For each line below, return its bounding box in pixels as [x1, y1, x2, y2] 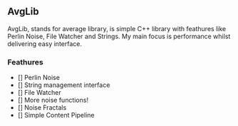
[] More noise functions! [17, 96, 89, 105]
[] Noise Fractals [17, 103, 67, 112]
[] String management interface [17, 81, 110, 89]
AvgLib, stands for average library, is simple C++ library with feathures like [7, 24, 227, 33]
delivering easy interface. [7, 39, 82, 48]
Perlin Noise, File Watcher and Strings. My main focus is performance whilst [7, 32, 231, 40]
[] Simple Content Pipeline [17, 111, 95, 120]
